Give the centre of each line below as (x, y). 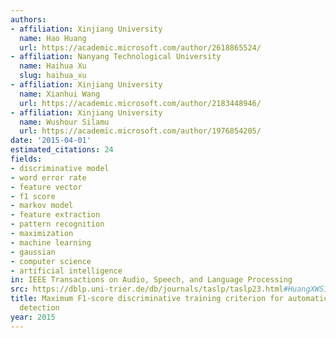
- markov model (42, 206)
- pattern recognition (57, 224)
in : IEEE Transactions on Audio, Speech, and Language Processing (151, 280)
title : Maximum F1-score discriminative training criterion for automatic (169, 299)
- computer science (51, 261)
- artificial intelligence (66, 271)
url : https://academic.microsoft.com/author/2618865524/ (140, 47)
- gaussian (33, 252)
